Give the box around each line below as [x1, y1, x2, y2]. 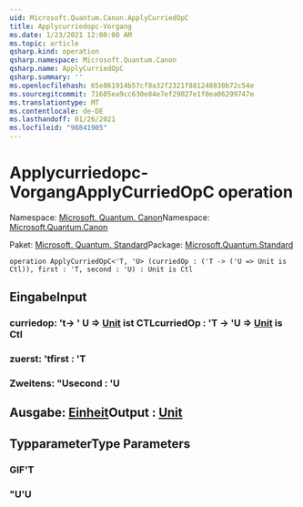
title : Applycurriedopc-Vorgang [9, 22, 132, 31]
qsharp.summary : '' [9, 73, 84, 82]
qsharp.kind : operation [9, 47, 100, 56]
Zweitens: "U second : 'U [9, 377, 120, 390]
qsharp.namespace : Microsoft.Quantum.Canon [9, 56, 177, 65]
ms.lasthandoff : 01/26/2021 [9, 115, 116, 124]
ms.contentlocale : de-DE [9, 106, 104, 116]
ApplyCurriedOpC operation [76, 182, 294, 203]
